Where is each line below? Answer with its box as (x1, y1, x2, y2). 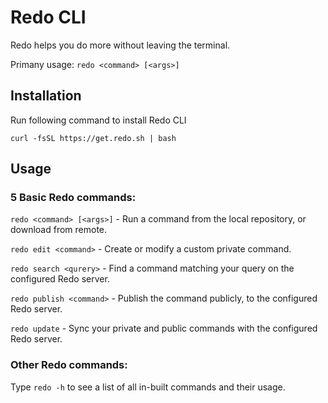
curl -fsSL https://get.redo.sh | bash (10, 133, 177, 143)
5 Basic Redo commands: (10, 191, 137, 205)
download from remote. (10, 224, 108, 236)
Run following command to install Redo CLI (10, 114, 187, 126)
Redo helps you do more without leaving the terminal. (10, 39, 231, 51)
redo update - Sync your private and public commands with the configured (10, 322, 318, 335)
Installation (10, 87, 82, 105)
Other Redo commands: (10, 358, 128, 372)
